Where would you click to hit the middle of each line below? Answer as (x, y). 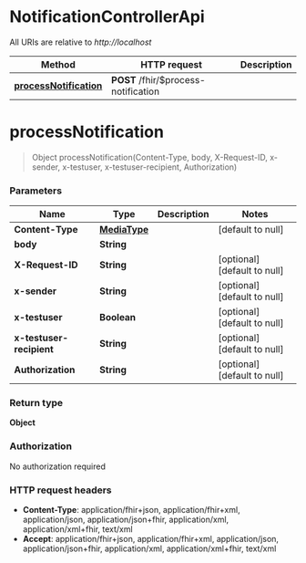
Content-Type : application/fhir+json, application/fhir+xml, (131, 510)
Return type (36, 403)
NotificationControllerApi (107, 17)
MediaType (124, 230)
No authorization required (58, 466)
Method (58, 64)
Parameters (36, 191)
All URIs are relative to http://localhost (81, 42)
